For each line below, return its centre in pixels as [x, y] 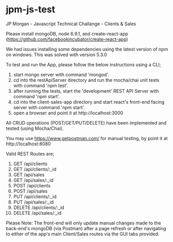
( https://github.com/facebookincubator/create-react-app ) [67, 39]
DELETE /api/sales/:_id [37, 213]
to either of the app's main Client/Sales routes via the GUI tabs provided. [83, 234]
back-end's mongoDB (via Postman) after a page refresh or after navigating [86, 228]
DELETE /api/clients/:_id [39, 208]
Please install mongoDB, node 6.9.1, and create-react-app [67, 33]
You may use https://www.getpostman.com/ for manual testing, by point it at [87, 138]
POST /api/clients [32, 185]
